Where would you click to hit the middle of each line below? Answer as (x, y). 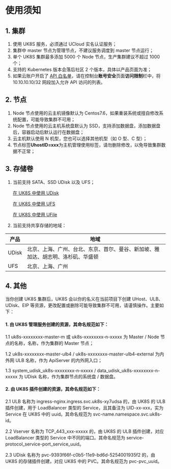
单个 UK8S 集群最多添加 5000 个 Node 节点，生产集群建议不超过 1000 (86, 57)
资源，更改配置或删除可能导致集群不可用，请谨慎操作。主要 (97, 306)
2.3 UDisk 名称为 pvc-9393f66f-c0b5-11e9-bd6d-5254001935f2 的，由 (80, 455)
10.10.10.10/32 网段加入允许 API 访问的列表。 (59, 82)
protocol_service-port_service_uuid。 (45, 444)
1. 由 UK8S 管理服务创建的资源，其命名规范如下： (57, 324)
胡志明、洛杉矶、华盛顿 (70, 257)
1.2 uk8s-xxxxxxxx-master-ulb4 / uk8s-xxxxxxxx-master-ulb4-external (80, 354)
